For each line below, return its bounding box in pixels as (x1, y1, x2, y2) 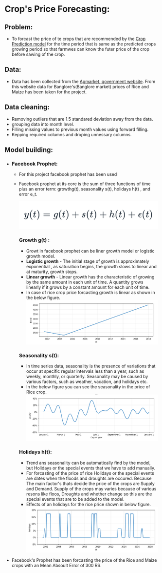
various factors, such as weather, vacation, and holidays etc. (26, 379, 148, 384)
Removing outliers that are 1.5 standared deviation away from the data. (11, 116, 154, 122)
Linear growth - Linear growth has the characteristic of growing (26, 274, 155, 279)
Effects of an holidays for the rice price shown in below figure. (26, 501, 151, 507)
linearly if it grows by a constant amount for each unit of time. (26, 284, 150, 290)
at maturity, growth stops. (26, 269, 78, 275)
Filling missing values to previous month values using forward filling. (11, 126, 149, 132)
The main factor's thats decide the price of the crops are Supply (26, 480, 155, 487)
